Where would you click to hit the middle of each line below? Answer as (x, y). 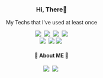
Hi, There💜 (51, 10)
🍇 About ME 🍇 (51, 55)
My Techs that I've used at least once (51, 23)
